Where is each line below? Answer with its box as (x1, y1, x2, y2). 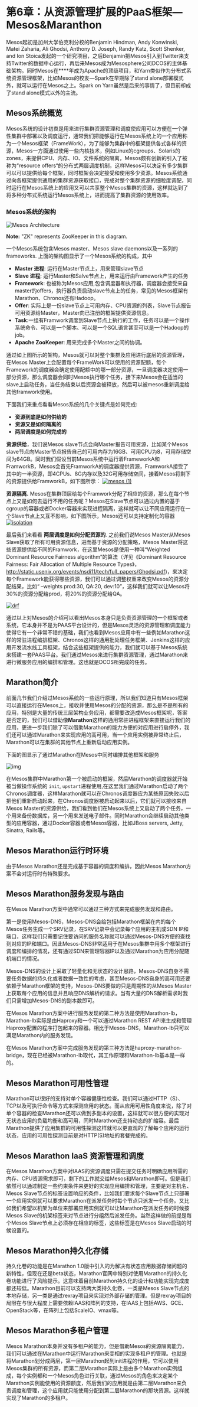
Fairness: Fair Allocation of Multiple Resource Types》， (6, 561, 140, 568)
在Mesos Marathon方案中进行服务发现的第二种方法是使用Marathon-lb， (6, 1009, 181, 1017)
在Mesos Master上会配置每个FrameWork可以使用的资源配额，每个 (6, 359, 167, 366)
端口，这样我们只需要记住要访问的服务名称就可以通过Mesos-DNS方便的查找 (6, 933, 191, 940)
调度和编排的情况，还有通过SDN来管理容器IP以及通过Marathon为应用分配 (6, 947, 184, 955)
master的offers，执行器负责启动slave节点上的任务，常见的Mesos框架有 (14, 287, 189, 294)
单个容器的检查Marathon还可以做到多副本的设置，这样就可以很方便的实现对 (6, 1110, 190, 1117)
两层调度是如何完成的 (14, 428, 67, 435)
